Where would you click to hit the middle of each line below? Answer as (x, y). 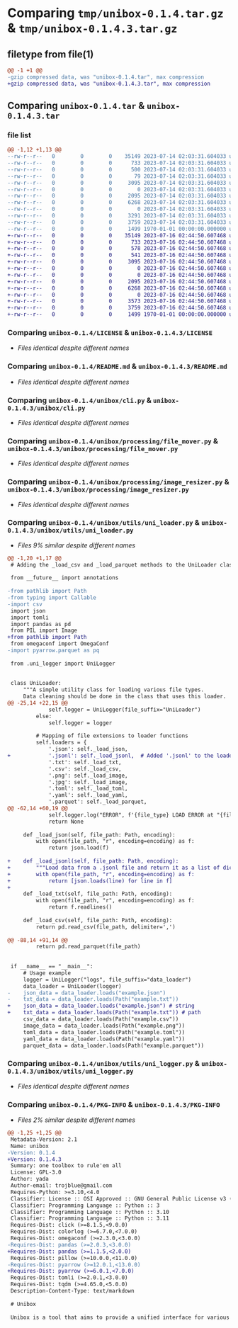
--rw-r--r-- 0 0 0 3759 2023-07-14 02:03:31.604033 (117, 222)
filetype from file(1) (51, 54)
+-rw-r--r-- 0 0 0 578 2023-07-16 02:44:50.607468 (117, 249)
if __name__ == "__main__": (52, 967)
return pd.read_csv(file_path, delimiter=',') (106, 927)
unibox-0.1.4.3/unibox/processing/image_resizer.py (98, 490)
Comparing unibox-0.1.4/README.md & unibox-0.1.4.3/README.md (118, 366)
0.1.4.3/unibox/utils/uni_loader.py (70, 530)
